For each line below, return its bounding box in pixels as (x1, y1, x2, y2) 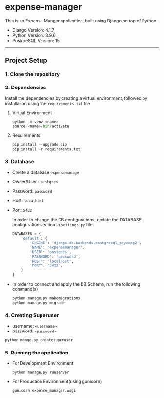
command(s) (12, 287, 38, 292)
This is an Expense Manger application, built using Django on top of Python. (5, 18, 158, 23)
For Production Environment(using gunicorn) (12, 378, 102, 385)
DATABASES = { (12, 231, 41, 236)
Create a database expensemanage (12, 169, 79, 175)
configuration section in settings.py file (12, 222, 93, 228)
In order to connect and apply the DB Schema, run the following (12, 281, 141, 287)
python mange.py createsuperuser (5, 338, 73, 343)
